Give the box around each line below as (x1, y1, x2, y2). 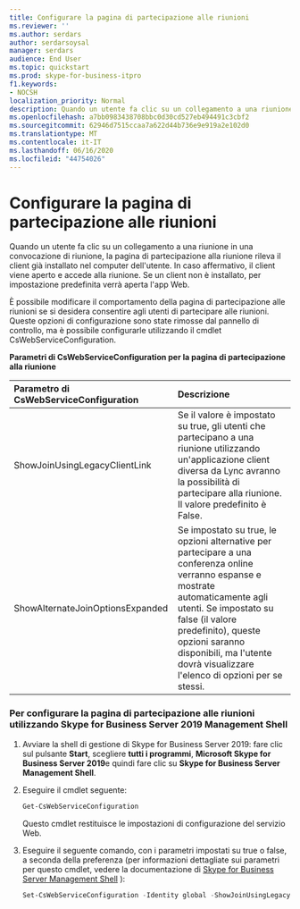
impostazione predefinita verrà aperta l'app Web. (9, 279, 190, 290)
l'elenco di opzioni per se (177, 669, 283, 682)
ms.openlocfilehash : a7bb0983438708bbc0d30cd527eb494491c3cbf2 (9, 113, 250, 122)
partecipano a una (177, 431, 254, 443)
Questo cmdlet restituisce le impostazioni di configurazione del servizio (21, 818, 286, 829)
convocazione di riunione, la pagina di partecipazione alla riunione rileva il (9, 251, 281, 262)
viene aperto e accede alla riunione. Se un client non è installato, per (9, 270, 262, 281)
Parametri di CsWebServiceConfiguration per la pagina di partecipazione (9, 352, 286, 363)
